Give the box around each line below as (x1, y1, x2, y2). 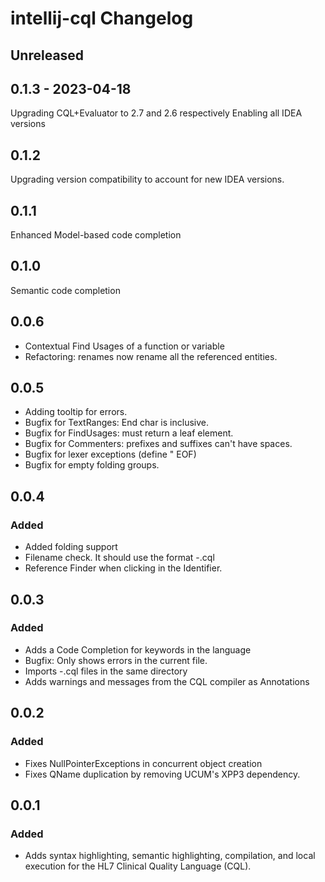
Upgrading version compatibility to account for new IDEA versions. (10, 173, 285, 186)
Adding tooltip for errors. (24, 406, 128, 418)
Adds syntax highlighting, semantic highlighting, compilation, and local (24, 850, 316, 862)
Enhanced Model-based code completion (10, 229, 182, 241)
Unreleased (10, 47, 85, 64)
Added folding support (24, 541, 118, 553)
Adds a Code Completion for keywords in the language (24, 643, 252, 656)
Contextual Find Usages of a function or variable (24, 340, 225, 352)
